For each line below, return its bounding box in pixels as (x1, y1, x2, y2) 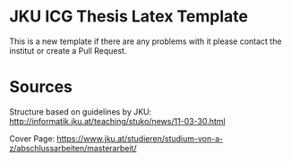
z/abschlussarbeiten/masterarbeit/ (9, 142, 137, 153)
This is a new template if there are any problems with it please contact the (9, 36, 282, 47)
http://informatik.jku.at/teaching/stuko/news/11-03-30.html (9, 115, 226, 126)
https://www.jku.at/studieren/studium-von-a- (56, 132, 224, 144)
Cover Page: (9, 132, 56, 144)
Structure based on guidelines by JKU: (9, 106, 152, 117)
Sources (9, 77, 73, 98)
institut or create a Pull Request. (9, 45, 127, 55)
